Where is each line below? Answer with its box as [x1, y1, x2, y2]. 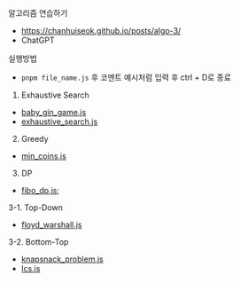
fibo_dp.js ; [20, 185, 59, 195]
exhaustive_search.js [20, 116, 98, 127]
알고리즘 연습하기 [8, 8, 68, 18]
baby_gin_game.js [20, 107, 87, 117]
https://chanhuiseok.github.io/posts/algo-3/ [20, 26, 182, 35]
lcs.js [20, 263, 41, 273]
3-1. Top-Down [8, 202, 64, 213]
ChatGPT [20, 35, 55, 45]
